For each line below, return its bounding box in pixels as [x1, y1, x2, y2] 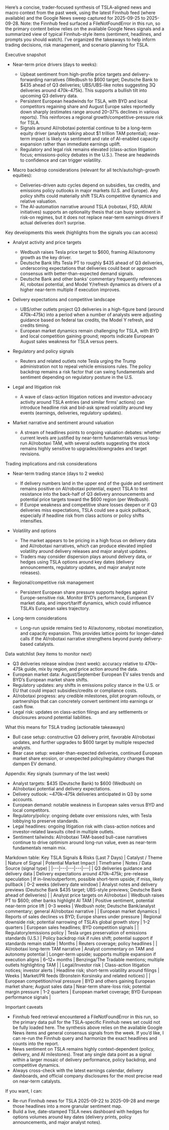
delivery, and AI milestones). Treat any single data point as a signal [12, 1051, 151, 1057]
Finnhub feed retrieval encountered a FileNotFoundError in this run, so [12, 1014, 158, 1020]
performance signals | [5, 994, 51, 1000]
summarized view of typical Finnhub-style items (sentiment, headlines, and [5, 31, 161, 37]
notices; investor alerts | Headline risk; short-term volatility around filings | [5, 967, 160, 973]
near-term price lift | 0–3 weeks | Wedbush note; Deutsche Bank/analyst [5, 903, 155, 909]
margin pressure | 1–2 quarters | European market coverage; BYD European [5, 989, 162, 995]
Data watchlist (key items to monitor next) [5, 651, 92, 656]
